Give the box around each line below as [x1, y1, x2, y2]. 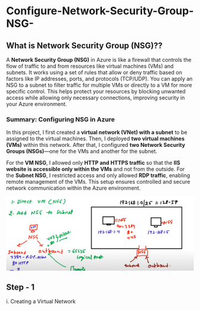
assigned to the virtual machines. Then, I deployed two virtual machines [6, 135, 185, 142]
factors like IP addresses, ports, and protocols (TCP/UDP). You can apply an [6, 76, 193, 82]
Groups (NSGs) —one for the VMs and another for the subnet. [6, 147, 158, 155]
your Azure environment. [6, 100, 67, 108]
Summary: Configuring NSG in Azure [6, 115, 115, 123]
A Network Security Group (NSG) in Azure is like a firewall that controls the [6, 56, 192, 63]
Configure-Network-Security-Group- [6, 4, 194, 18]
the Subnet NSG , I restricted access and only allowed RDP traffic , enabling [6, 172, 190, 179]
